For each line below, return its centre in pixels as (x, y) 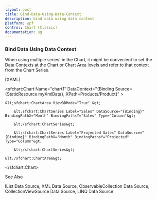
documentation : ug (24, 32)
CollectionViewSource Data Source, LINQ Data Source (59, 191)
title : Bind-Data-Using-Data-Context (43, 14)
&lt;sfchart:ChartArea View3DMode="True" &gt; (53, 103)
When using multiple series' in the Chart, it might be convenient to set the (78, 60)
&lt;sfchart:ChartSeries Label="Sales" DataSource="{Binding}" (79, 112)
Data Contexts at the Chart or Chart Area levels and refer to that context (77, 65)
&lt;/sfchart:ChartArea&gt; (34, 159)
